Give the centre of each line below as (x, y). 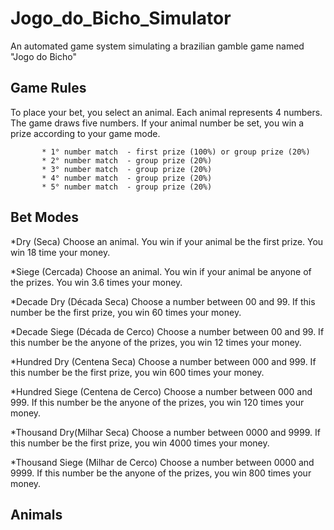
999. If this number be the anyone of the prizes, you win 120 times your (157, 402)
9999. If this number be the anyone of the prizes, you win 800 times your (161, 473)
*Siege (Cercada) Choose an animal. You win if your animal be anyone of (161, 271)
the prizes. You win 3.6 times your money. (96, 282)
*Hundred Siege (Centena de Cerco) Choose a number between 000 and (161, 391)
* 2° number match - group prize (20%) (127, 160)
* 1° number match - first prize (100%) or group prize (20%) (176, 152)
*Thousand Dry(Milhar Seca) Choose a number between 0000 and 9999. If (165, 432)
